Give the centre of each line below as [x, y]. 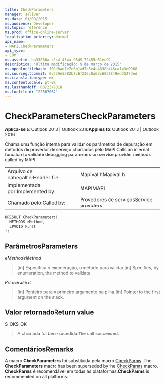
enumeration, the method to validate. [55, 273]
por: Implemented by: [31, 192]
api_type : [15, 51]
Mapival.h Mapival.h [103, 175]
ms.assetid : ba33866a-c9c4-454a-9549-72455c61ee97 [58, 60]
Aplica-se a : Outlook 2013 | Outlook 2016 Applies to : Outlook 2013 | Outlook [82, 129]
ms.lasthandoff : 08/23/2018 [34, 87]
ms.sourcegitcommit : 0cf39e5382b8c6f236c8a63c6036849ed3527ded [71, 74]
